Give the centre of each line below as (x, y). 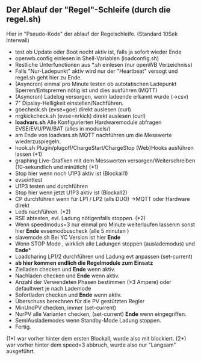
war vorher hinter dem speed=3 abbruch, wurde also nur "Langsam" (91, 345)
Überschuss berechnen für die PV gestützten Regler (80, 301)
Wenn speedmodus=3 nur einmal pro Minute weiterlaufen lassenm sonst (105, 224)
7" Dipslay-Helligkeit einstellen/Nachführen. (69, 103)
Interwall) (18, 40)
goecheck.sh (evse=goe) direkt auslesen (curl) (73, 109)
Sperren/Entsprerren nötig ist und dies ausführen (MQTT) (86, 90)
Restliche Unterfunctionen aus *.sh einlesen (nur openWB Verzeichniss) (104, 64)
